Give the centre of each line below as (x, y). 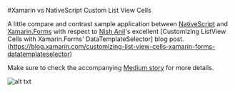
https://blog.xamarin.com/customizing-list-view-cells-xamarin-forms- (112, 46)
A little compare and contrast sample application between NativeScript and (118, 24)
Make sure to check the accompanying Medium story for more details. (111, 68)
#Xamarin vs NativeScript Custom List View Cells (79, 10)
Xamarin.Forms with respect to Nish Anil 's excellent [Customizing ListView (117, 31)
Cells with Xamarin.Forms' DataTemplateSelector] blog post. (96, 39)
